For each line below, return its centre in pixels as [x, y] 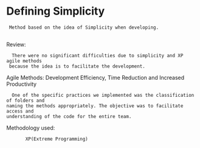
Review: [16, 44]
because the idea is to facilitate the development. [77, 66]
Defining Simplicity [56, 11]
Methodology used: [31, 128]
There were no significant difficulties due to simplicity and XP [98, 56]
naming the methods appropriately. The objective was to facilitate [95, 106]
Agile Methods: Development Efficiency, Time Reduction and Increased [95, 78]
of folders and [26, 101]
